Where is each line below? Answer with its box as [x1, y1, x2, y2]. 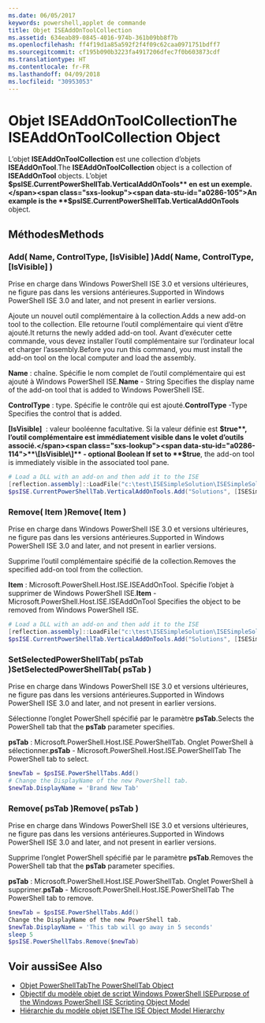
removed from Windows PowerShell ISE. [8, 605, 140, 615]
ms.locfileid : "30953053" [8, 77, 93, 85]
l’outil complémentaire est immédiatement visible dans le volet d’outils [8, 433, 244, 442]
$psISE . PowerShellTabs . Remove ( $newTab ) [8, 938, 140, 946]
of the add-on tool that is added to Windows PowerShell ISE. [8, 385, 205, 395]
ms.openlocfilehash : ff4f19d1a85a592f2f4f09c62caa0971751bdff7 [8, 41, 221, 49]
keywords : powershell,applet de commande [8, 19, 147, 27]
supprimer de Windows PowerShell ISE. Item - [8, 589, 157, 598]
